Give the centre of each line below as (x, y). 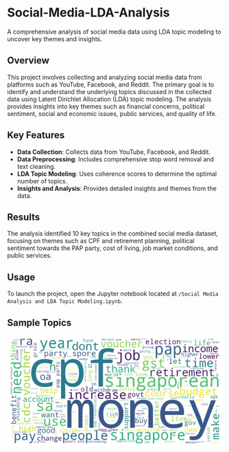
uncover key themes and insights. (55, 38)
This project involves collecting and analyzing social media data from (105, 77)
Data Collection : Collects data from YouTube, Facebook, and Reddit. (114, 152)
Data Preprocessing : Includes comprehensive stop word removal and (116, 159)
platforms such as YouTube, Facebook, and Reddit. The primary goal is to (111, 84)
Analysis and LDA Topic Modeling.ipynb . (65, 301)
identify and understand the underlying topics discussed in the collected (109, 91)
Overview (28, 61)
